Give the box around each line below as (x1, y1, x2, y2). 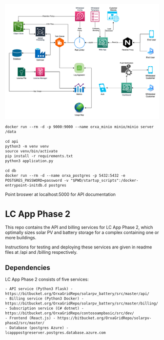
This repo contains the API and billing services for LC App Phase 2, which (5, 225, 153, 230)
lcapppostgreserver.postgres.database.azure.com (5, 330, 106, 335)
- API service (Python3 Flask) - (5, 286, 73, 291)
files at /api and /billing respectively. (5, 249, 78, 255)
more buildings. (5, 235, 37, 241)
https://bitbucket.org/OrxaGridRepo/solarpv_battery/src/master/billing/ (5, 301, 159, 306)
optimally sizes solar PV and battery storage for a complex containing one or (5, 229, 159, 235)
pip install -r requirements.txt (5, 153, 73, 158)
